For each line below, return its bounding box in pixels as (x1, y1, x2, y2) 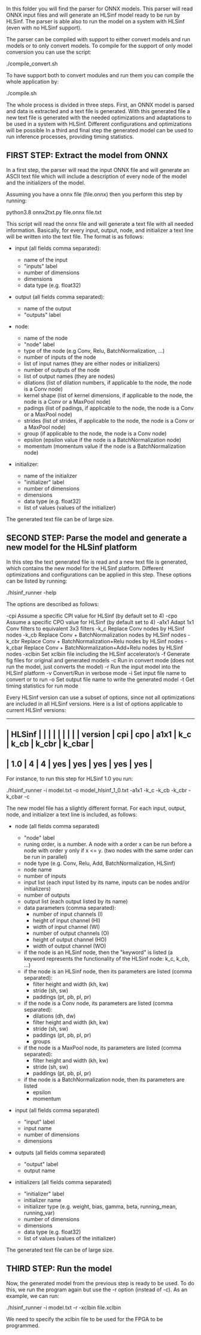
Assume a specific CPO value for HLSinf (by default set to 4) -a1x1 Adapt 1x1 (6, 618, 194, 625)
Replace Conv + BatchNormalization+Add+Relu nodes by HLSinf (23, 644, 184, 651)
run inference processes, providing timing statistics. (6, 133, 135, 140)
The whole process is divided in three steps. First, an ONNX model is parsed (6, 101, 194, 108)
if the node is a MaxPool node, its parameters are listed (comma (23, 1044, 181, 1051)
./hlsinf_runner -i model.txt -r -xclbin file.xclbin (6, 1304, 121, 1311)
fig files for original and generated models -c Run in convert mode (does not (6, 656, 194, 664)
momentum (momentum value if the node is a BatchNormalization (23, 443, 186, 450)
